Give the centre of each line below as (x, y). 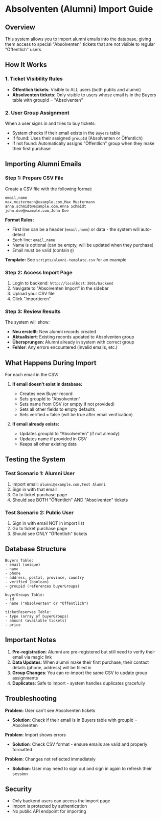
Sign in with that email (34, 489)
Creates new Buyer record (46, 394)
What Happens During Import (51, 363)
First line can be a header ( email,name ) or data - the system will (76, 229)
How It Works (26, 65)
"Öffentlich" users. (24, 49)
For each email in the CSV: (32, 375)
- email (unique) (23, 565)
